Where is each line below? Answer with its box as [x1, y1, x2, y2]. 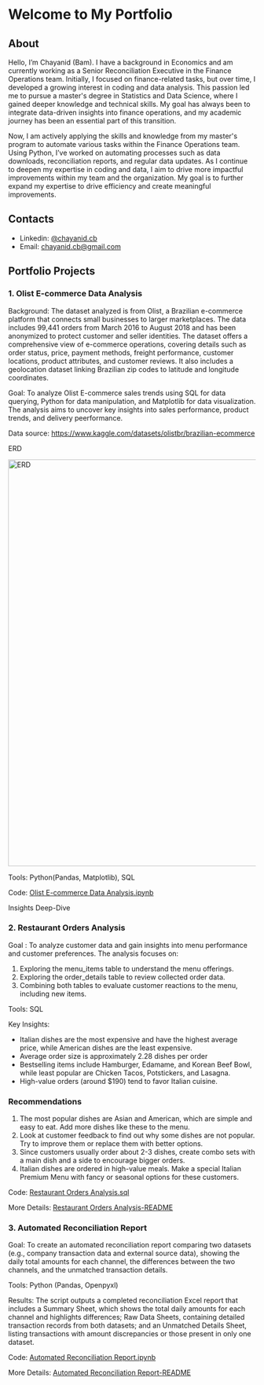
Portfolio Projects [8, 265, 96, 278]
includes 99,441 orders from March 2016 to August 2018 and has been [8, 322, 236, 332]
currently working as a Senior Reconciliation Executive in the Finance [8, 66, 232, 75]
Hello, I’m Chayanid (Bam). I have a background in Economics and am [8, 57, 233, 67]
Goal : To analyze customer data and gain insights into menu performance [8, 940, 247, 950]
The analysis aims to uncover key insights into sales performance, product [8, 405, 249, 414]
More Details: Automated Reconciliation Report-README [8, 1368, 191, 1377]
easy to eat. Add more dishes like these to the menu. [19, 1122, 190, 1132]
